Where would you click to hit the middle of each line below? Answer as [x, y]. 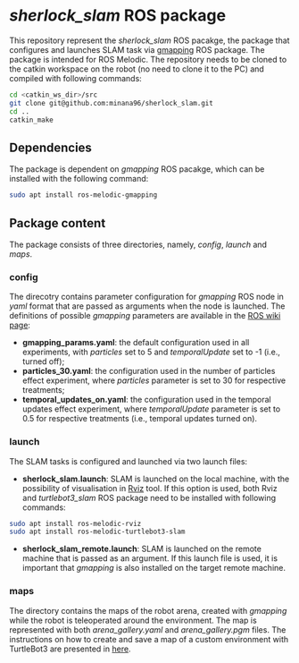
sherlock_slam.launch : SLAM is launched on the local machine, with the [156, 479]
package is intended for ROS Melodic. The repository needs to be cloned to [148, 59]
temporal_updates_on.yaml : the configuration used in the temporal [146, 400]
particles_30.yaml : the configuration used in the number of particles [149, 371]
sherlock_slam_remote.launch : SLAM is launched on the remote [141, 549]
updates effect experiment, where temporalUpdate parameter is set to [151, 409]
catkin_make [31, 120]
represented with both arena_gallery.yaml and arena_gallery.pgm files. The [148, 629]
